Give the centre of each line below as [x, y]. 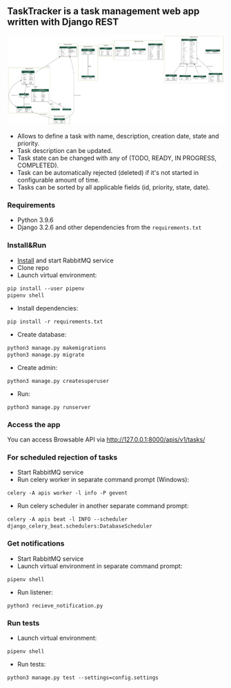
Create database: [42, 334]
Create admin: [37, 367]
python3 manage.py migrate [46, 355]
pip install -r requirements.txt [55, 322]
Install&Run [27, 245]
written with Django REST [63, 22]
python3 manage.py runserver [49, 407]
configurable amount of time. [58, 180]
